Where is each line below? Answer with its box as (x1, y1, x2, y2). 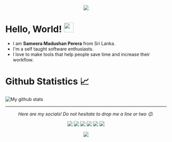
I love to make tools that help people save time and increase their (12, 51, 150, 57)
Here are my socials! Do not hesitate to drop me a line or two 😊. (18, 111, 154, 117)
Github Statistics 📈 (5, 76, 90, 87)
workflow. (12, 56, 34, 63)
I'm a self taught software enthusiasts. (12, 46, 94, 52)
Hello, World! (5, 24, 62, 35)
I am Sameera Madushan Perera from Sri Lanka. (12, 40, 116, 46)
